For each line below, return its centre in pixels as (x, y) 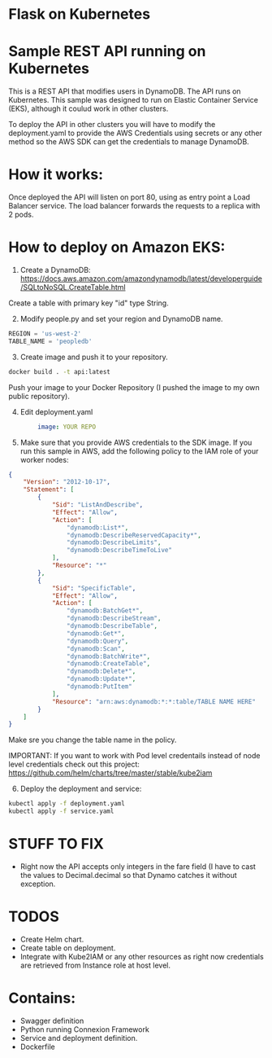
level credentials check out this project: (74, 764)
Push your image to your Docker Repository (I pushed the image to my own (134, 387)
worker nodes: (44, 459)
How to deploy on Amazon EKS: (117, 247)
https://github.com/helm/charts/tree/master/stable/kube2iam (110, 773)
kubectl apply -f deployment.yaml (67, 804)
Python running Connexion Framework (85, 1029)
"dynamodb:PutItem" (99, 687)
